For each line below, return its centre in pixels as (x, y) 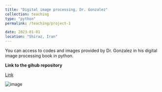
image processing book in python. (39, 56)
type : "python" (20, 19)
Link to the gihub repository (34, 65)
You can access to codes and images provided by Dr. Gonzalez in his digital (81, 50)
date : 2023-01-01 (23, 32)
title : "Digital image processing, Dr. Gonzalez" (57, 10)
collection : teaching (27, 14)
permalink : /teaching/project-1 (38, 23)
